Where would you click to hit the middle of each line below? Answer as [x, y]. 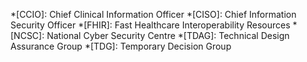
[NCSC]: [27, 35]
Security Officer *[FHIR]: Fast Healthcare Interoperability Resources [150, 25]
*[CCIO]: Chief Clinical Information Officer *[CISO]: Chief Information [153, 14]
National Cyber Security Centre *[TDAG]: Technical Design [168, 35]
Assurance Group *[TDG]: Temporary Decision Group [121, 46]
